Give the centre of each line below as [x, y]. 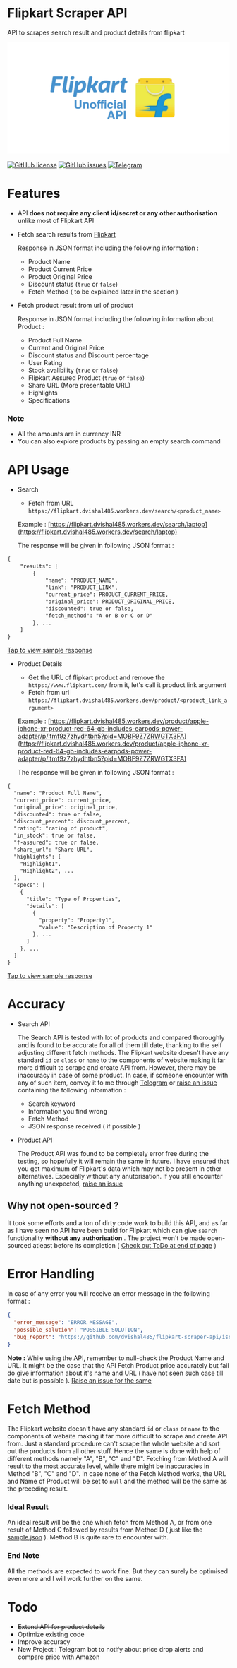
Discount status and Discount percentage [89, 355]
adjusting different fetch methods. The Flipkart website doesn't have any [123, 1053]
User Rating [45, 362]
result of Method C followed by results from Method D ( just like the [105, 1530]
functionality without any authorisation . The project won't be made [107, 1238]
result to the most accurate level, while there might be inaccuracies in [108, 1466]
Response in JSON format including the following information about [115, 318]
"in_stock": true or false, [55, 836]
